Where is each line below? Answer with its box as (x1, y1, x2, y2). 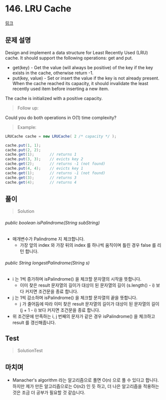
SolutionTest (17, 347, 43, 353)
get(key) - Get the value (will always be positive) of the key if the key (12, 64, 153, 70)
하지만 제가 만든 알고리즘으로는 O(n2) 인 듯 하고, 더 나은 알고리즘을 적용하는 (12, 384, 160, 390)
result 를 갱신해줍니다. (12, 319, 56, 325)
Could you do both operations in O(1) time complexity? (5, 114, 117, 120)
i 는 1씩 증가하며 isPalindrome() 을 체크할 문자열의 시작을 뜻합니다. (12, 276, 142, 282)
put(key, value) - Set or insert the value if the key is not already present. (12, 75, 160, 81)
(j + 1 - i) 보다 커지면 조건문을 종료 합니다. (19, 307, 100, 313)
